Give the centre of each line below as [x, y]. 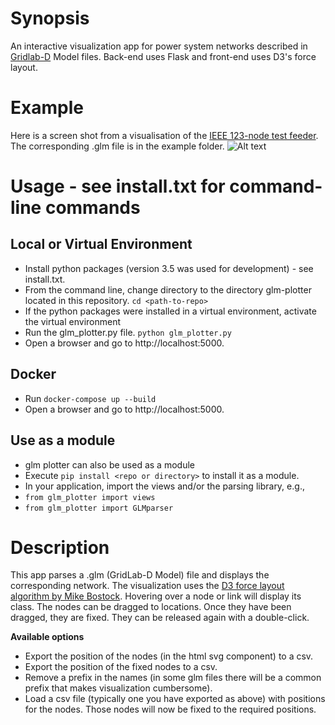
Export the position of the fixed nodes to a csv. [121, 667]
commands [92, 208]
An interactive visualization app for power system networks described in [159, 46]
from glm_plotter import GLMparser [99, 508]
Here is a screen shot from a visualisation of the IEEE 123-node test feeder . [164, 135]
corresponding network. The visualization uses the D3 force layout [147, 586]
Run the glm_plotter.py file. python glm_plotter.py [128, 332]
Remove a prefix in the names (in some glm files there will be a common [173, 678]
